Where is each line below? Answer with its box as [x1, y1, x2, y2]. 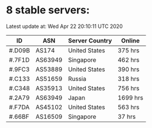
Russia [68, 74, 86, 83]
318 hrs [117, 74, 140, 83]
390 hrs [117, 65, 140, 73]
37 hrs [117, 112, 136, 120]
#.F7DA [9, 103, 30, 111]
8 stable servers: [6, 3, 90, 17]
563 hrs [117, 103, 140, 111]
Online [121, 36, 140, 44]
